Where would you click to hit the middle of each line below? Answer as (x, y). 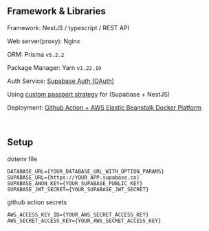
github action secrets (37, 202)
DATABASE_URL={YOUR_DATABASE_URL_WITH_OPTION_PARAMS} (86, 171)
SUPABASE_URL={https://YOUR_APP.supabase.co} (73, 178)
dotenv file (22, 159)
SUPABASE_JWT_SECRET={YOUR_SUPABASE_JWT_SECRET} (78, 189)
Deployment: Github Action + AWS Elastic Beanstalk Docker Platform (104, 107)
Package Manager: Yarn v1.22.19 (54, 67)
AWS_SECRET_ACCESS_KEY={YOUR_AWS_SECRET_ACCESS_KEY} (84, 221)
